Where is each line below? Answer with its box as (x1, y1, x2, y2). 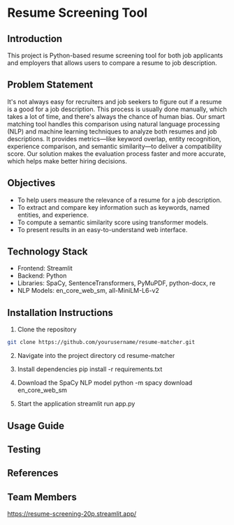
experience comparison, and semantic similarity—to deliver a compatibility (7, 142, 222, 150)
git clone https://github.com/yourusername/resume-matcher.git (7, 339, 196, 346)
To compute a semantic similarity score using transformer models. (17, 218, 208, 226)
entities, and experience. (17, 210, 89, 219)
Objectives (7, 177, 56, 189)
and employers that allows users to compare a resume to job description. (7, 59, 218, 67)
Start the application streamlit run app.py (17, 400, 136, 408)
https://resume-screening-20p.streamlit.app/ (7, 510, 137, 518)
